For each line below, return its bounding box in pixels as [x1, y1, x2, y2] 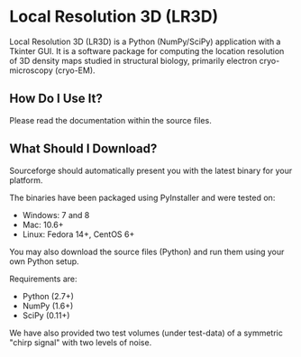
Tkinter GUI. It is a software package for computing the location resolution [9, 45, 285, 56]
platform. [9, 174, 43, 186]
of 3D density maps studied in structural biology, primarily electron [9, 55, 258, 66]
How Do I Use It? [9, 91, 104, 106]
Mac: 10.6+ [22, 219, 65, 230]
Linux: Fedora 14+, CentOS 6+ [22, 228, 135, 240]
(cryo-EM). [54, 65, 96, 76]
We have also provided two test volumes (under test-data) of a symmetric [9, 327, 284, 338]
